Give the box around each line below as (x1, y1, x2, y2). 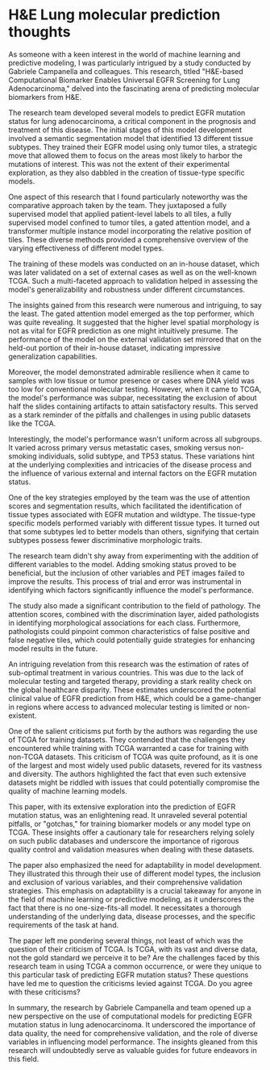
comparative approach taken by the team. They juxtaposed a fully (8, 200, 227, 210)
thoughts (8, 23, 71, 41)
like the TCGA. (8, 418, 56, 428)
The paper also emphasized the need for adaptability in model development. (8, 860, 262, 869)
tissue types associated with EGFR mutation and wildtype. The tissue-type (8, 509, 256, 519)
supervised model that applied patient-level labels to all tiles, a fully (8, 209, 232, 218)
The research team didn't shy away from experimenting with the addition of (8, 550, 260, 561)
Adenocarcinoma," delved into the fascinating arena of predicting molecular (8, 83, 260, 93)
